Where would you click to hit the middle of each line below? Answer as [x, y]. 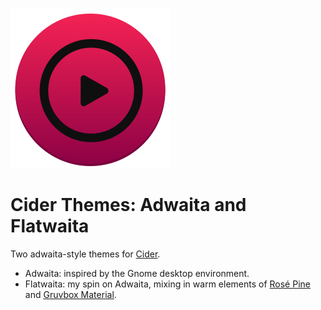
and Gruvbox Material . [70, 294]
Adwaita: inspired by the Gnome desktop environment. [137, 273]
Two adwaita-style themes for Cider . [85, 254]
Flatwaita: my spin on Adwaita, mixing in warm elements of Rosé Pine [167, 284]
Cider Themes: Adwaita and [128, 205]
